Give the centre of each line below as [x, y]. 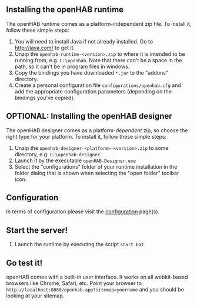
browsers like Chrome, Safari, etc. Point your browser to [74, 283]
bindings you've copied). [45, 98]
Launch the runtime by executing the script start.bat [79, 244]
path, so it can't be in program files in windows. [72, 66]
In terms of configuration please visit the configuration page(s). [83, 212]
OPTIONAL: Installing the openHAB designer [89, 116]
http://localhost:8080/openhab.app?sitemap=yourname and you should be [95, 290]
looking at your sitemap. [35, 296]
